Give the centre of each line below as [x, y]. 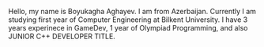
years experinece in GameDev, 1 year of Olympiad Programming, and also [128, 28]
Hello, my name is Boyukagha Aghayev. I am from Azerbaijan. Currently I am [132, 11]
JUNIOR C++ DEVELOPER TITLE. [62, 36]
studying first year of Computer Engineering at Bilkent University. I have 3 [128, 20]
